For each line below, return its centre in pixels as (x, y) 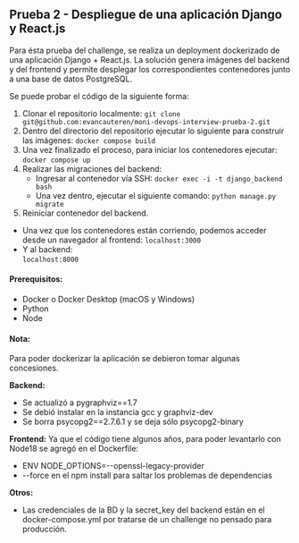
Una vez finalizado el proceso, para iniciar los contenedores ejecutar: (150, 149)
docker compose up (56, 160)
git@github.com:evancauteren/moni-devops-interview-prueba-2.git (146, 122)
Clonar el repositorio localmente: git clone (101, 113)
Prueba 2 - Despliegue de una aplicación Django (146, 15)
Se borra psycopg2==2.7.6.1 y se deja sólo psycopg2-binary (133, 422)
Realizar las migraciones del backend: (92, 168)
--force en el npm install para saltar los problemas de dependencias (147, 475)
